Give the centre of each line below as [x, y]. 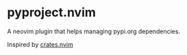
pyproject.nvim [51, 13]
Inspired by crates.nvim [40, 44]
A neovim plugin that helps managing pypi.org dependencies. [93, 31]
